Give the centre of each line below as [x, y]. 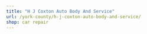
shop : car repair [27, 22]
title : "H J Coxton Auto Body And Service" [61, 11]
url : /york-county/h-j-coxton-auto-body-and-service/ [74, 17]
